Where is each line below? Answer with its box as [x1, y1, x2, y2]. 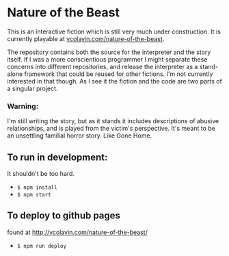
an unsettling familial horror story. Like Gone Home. [7, 131, 152, 140]
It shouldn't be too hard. [7, 170, 75, 178]
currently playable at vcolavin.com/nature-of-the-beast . [7, 34, 165, 42]
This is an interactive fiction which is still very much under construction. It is [7, 27, 221, 36]
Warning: [7, 101, 39, 111]
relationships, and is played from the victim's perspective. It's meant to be [7, 125, 215, 133]
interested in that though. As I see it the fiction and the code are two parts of [7, 77, 222, 85]
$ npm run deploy [16, 242, 67, 249]
